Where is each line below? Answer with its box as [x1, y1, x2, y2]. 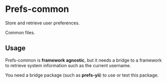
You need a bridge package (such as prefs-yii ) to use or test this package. [5, 72, 159, 78]
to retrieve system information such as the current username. [5, 62, 131, 68]
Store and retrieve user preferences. [5, 20, 80, 26]
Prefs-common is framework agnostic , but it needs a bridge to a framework [5, 57, 162, 63]
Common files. [5, 29, 35, 35]
